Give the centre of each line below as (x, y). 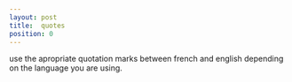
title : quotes (37, 26)
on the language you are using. (66, 68)
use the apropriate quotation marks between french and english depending (146, 59)
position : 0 (31, 34)
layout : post (33, 17)
